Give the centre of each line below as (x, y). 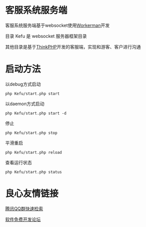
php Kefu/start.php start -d (36, 113)
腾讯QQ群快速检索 (24, 208)
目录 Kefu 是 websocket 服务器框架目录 (46, 36)
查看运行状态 (18, 162)
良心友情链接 (32, 194)
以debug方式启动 (23, 84)
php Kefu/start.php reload (34, 152)
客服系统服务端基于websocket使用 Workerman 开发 (58, 25)
